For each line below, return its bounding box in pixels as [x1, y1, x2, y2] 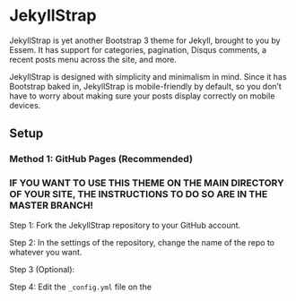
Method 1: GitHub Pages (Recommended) [9, 153, 193, 166]
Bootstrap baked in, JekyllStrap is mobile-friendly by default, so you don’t [9, 81, 282, 91]
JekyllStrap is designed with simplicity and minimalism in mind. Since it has [9, 71, 287, 82]
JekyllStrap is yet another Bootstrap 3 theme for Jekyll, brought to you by [9, 35, 281, 46]
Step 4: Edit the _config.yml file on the [9, 281, 152, 292]
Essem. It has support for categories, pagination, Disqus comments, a [9, 44, 267, 55]
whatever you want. [9, 246, 83, 257]
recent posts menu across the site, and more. [9, 54, 178, 64]
